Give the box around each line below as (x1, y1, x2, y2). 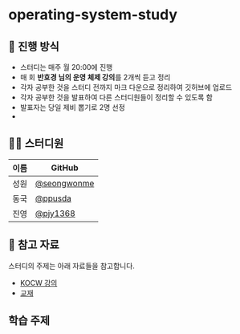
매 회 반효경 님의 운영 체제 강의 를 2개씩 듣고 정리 (19, 72, 171, 82)
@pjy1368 (35, 207, 76, 218)
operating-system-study (8, 6, 178, 24)
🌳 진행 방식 (8, 39, 60, 53)
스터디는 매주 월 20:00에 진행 (19, 63, 113, 71)
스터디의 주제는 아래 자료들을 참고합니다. (8, 261, 135, 271)
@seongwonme (35, 177, 95, 189)
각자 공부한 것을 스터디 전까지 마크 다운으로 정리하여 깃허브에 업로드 (19, 83, 233, 92)
